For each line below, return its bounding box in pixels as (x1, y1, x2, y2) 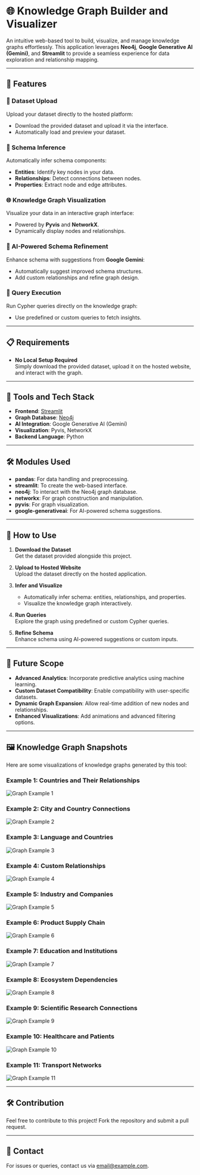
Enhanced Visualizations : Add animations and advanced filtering (14, 712, 176, 719)
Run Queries (14, 611, 46, 619)
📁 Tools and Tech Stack (6, 392, 95, 402)
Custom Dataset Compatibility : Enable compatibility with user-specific (14, 687, 190, 694)
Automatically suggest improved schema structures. (14, 267, 143, 275)
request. (6, 1123, 27, 1130)
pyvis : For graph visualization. (14, 501, 89, 508)
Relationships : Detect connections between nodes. (14, 174, 142, 182)
